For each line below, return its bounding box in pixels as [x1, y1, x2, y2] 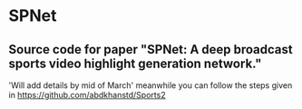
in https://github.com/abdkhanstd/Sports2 [8, 90, 166, 100]
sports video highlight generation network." [8, 55, 262, 71]
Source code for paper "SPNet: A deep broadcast [8, 42, 294, 57]
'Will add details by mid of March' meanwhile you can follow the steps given [8, 80, 293, 91]
